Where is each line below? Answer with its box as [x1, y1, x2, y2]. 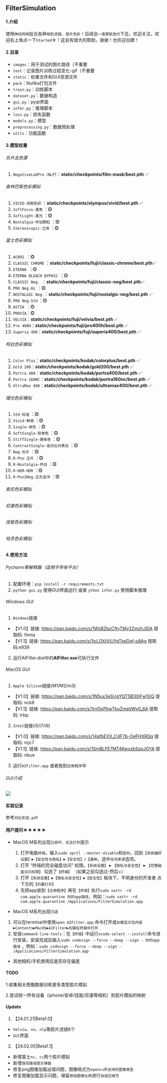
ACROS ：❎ [12, 254, 34, 259]
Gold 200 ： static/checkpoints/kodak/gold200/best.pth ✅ [12, 364, 134, 370]
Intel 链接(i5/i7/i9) [12, 723, 50, 729]
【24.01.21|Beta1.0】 [12, 1016, 55, 1022]
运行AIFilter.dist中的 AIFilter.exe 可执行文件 [12, 655, 99, 661]
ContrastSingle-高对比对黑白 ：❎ [12, 442, 78, 449]
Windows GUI [5, 599, 34, 605]
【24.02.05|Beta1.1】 [12, 1043, 55, 1049]
